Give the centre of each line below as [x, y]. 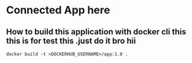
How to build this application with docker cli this [96, 32]
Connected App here [58, 10]
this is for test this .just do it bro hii [71, 41]
